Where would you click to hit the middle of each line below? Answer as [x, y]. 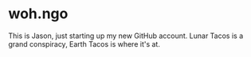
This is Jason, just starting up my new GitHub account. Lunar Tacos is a [126, 36]
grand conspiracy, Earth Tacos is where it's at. [84, 44]
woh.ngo [38, 14]
